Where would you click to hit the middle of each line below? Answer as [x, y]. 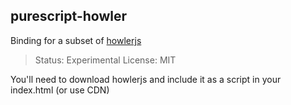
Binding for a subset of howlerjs [76, 40]
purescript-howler [68, 16]
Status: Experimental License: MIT [105, 60]
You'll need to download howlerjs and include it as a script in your [146, 79]
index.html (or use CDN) [60, 90]
